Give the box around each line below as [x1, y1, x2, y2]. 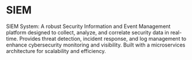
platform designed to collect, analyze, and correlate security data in [6, 29, 169, 36]
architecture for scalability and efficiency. [6, 47, 107, 54]
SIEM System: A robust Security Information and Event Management [6, 23, 171, 30]
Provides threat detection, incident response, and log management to [19, 35, 187, 42]
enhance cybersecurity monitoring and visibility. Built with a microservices [6, 41, 186, 48]
